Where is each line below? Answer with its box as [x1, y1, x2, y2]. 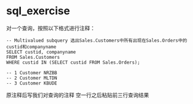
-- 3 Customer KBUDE [6, 80, 58, 86]
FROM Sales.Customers [6, 54, 60, 60]
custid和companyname [6, 43, 57, 50]
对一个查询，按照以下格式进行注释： [6, 24, 96, 31]
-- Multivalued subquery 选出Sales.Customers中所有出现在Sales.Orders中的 [6, 37, 188, 43]
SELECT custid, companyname [6, 49, 76, 55]
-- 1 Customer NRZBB [6, 70, 58, 75]
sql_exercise [6, 4, 71, 18]
